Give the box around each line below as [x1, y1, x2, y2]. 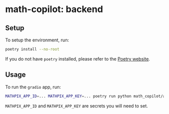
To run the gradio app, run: [5, 84, 61, 90]
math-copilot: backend [5, 4, 103, 15]
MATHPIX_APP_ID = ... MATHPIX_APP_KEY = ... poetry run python [5, 93, 132, 99]
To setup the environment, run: [5, 37, 69, 43]
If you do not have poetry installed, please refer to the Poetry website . [5, 55, 150, 62]
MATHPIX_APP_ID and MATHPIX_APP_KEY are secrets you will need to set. [5, 102, 148, 109]
